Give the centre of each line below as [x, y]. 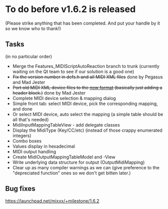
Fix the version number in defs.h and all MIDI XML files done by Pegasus [88, 77]
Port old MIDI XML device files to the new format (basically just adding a [87, 87]
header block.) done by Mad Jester [49, 93]
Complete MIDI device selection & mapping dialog [64, 98]
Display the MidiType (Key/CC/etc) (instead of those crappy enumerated [87, 130]
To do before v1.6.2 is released [70, 9]
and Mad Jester [29, 82]
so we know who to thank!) [33, 28]
